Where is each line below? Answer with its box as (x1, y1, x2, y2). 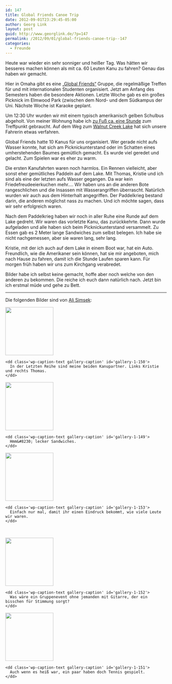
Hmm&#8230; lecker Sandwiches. (10, 439, 77, 444)
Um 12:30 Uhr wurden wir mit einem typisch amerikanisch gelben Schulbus (5, 112, 164, 119)
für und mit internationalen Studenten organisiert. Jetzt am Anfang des (5, 86, 155, 92)
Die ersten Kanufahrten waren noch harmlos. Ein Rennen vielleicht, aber (5, 165, 157, 171)
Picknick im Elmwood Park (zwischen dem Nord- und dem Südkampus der (5, 97, 163, 103)
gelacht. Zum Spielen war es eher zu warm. (5, 155, 97, 161)
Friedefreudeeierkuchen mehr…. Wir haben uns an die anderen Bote (5, 181, 149, 187)
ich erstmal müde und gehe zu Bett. (5, 282, 81, 288)
